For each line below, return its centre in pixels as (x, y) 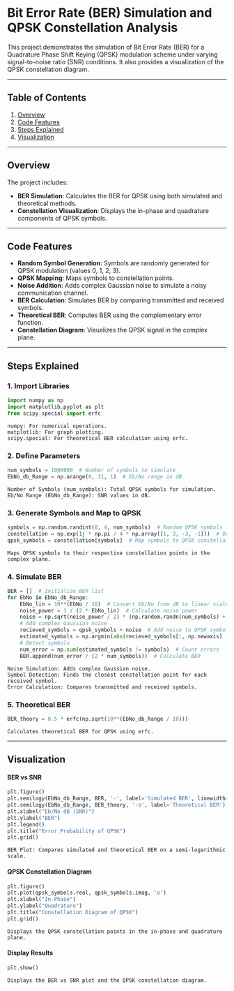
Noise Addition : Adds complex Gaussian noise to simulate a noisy (112, 286)
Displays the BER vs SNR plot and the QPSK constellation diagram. (107, 980)
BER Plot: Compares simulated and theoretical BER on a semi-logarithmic (117, 850)
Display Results (30, 953)
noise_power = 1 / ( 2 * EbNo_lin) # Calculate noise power (109, 610)
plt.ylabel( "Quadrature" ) (45, 906)
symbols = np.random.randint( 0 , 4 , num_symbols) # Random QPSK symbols (115, 528)
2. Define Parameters (44, 455)
